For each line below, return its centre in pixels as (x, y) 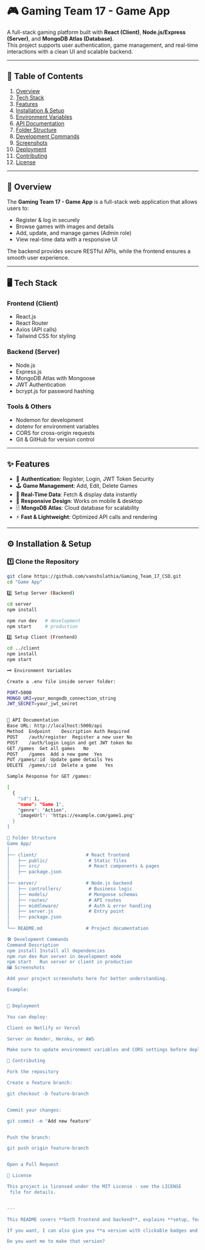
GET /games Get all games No (48, 748)
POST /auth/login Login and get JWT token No (70, 743)
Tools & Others (29, 406)
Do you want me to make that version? (56, 1241)
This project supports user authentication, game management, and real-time (102, 45)
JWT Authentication (41, 384)
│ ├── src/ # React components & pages (83, 866)
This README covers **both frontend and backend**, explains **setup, (98, 1220)
